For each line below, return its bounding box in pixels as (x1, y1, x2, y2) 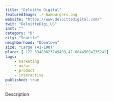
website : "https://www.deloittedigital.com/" (5, 17, 102, 22)
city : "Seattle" (5, 36, 39, 41)
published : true (5, 77, 39, 82)
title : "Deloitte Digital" (5, 7, 62, 13)
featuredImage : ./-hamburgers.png (5, 12, 78, 17)
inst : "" (5, 26, 24, 31)
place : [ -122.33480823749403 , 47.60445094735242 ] (5, 49, 109, 54)
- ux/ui (14, 63, 30, 68)
